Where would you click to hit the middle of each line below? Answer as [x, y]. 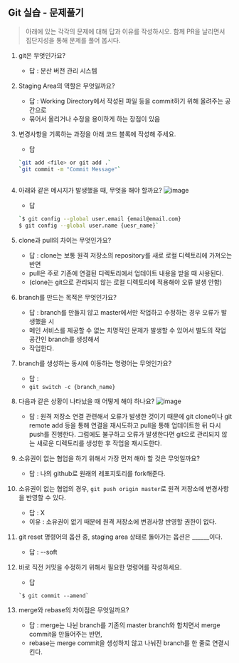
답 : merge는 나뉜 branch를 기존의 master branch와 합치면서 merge [124, 625]
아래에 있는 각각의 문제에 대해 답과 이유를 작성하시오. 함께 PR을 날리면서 [125, 31]
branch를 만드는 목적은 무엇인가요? [67, 298]
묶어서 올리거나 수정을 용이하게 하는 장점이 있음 [95, 118]
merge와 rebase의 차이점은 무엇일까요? [74, 610]
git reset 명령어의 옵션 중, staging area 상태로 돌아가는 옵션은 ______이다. [120, 537]
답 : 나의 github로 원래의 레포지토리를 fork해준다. [97, 474]
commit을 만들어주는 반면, [65, 634]
